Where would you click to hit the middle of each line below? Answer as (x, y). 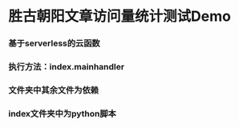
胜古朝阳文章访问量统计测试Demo (119, 16)
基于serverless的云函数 (54, 43)
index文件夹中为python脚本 (62, 113)
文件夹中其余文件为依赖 (53, 90)
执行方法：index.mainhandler (67, 67)
